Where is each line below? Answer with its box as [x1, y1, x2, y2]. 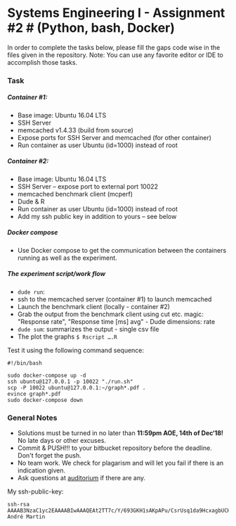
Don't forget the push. [17, 451, 82, 460]
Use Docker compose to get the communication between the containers [17, 246, 227, 254]
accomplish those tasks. [7, 58, 78, 66]
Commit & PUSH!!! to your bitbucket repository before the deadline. [17, 444, 212, 452]
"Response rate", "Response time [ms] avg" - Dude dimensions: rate [17, 317, 216, 325]
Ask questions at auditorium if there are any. [17, 474, 146, 482]
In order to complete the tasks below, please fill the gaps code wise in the [7, 43, 221, 51]
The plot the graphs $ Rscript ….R [17, 332, 118, 341]
